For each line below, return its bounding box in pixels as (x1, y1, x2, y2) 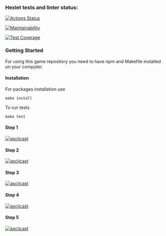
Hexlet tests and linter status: (5, 4, 78, 11)
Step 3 (5, 169, 19, 175)
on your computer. (5, 64, 43, 70)
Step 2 (5, 147, 19, 153)
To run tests (5, 104, 30, 111)
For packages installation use (5, 86, 66, 92)
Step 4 (5, 192, 19, 198)
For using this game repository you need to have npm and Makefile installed (5, 58, 161, 64)
